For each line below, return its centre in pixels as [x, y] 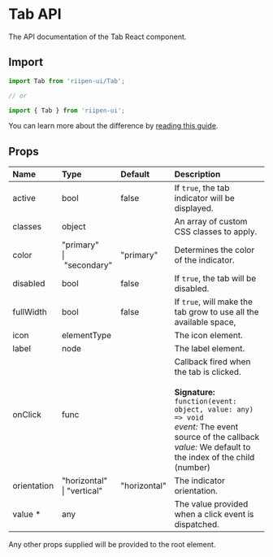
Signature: [195, 393]
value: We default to [212, 447]
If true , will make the [214, 302]
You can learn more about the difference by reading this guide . [113, 126]
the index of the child [214, 458]
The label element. [210, 349]
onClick [27, 415]
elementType [87, 336]
